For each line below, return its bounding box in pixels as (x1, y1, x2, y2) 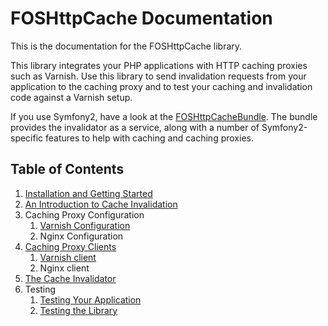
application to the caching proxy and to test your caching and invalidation (10, 80, 313, 92)
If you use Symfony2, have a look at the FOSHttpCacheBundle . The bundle (10, 110, 318, 122)
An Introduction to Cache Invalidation (24, 198, 178, 210)
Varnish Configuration (39, 219, 131, 231)
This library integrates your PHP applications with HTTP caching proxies (10, 59, 308, 71)
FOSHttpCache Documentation (10, 7, 273, 30)
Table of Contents (10, 161, 125, 178)
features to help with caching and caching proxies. (45, 132, 254, 144)
